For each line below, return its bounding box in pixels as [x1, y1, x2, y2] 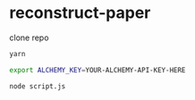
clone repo [9, 32, 49, 43]
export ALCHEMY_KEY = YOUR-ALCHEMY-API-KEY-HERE [9, 65, 186, 74]
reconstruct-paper [9, 3, 151, 23]
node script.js [9, 81, 66, 91]
